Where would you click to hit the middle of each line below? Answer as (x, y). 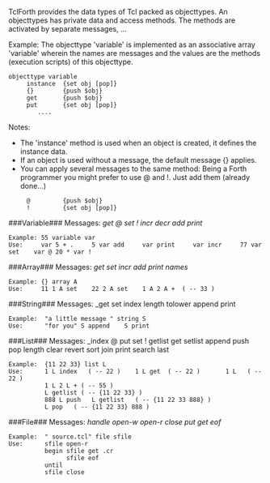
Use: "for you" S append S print (79, 326)
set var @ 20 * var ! (50, 252)
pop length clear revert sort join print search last (89, 349)
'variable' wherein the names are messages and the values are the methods (135, 53)
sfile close (64, 472)
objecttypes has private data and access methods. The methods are (122, 20)
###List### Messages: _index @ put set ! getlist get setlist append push (129, 341)
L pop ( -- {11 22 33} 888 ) (97, 407)
